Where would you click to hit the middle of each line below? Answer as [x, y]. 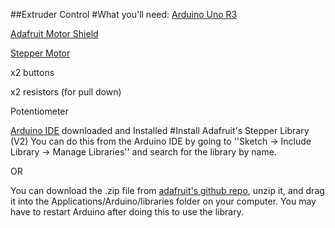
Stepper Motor [40, 53]
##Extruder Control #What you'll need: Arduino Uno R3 [124, 14]
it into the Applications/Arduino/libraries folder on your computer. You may [163, 201]
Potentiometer [39, 111]
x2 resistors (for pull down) [66, 92]
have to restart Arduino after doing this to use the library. [127, 212]
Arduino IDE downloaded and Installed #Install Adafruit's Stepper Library [160, 130]
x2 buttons [32, 72]
